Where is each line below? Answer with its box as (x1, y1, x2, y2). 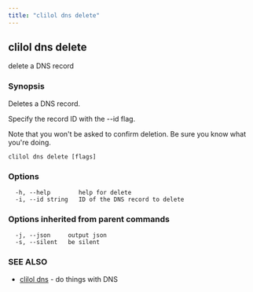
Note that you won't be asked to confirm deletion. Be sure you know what (8, 129, 247, 138)
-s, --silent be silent (15, 239, 101, 246)
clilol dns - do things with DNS (19, 274, 118, 283)
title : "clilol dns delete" (8, 11, 101, 20)
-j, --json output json (15, 232, 108, 239)
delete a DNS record (8, 61, 75, 71)
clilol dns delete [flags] (8, 152, 97, 161)
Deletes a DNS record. (8, 99, 81, 108)
